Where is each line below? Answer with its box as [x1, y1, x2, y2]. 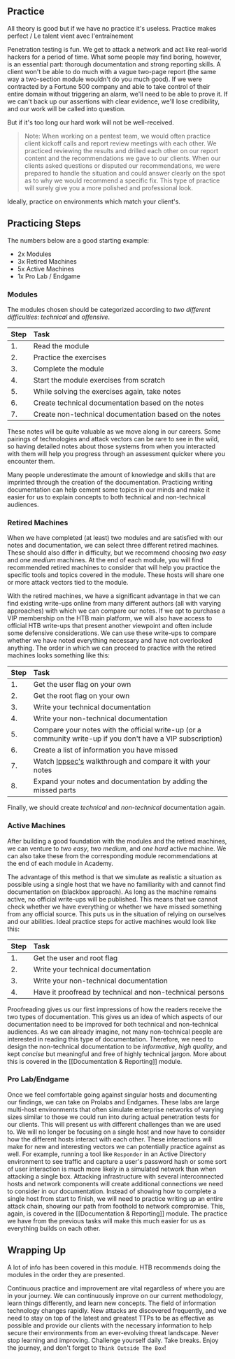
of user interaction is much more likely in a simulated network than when [7, 1165, 217, 1173]
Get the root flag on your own [33, 691, 130, 701]
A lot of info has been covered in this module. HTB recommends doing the [7, 1262, 221, 1272]
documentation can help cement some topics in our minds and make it [7, 485, 210, 494]
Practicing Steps [7, 218, 81, 229]
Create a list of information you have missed [33, 745, 178, 755]
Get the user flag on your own [33, 680, 131, 690]
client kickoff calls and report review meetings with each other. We [24, 139, 217, 148]
